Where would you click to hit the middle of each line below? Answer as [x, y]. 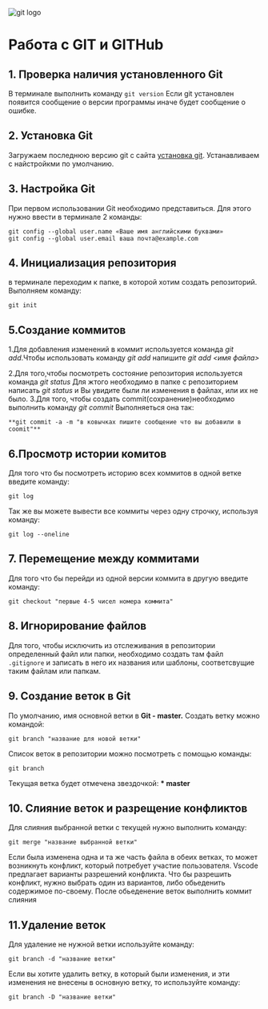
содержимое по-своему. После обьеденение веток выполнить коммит [130, 891]
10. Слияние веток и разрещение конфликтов [128, 808]
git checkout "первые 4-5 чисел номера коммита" [91, 602]
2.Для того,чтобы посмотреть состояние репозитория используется [125, 374]
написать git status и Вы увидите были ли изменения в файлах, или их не [133, 391]
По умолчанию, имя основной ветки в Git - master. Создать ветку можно [134, 715]
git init [23, 306]
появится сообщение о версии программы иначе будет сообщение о [127, 102]
